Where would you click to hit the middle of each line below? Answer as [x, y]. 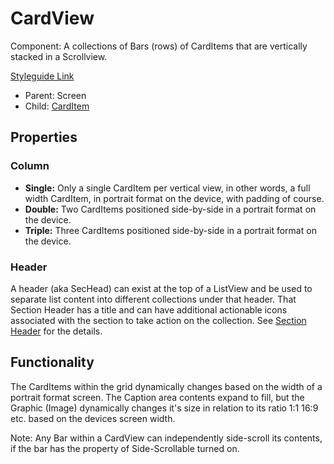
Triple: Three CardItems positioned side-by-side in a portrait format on [170, 230]
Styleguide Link [42, 76]
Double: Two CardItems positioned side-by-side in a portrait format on [170, 209]
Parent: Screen [55, 95]
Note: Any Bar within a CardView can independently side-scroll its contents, [166, 438]
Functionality [52, 362]
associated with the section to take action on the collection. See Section [158, 320]
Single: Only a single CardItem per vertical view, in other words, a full [167, 188]
